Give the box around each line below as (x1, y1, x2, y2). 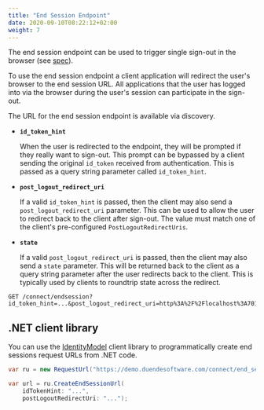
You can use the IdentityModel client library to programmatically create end (8, 342, 253, 352)
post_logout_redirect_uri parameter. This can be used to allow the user (19, 206, 255, 215)
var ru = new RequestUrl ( (8, 366, 93, 374)
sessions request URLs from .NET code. (8, 350, 137, 360)
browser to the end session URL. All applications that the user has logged (8, 79, 246, 89)
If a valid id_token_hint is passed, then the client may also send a (19, 197, 233, 207)
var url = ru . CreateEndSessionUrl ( (8, 380, 125, 388)
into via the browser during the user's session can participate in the (8, 88, 227, 97)
